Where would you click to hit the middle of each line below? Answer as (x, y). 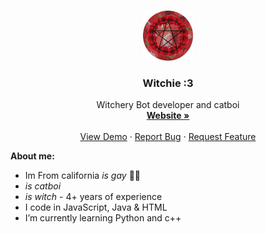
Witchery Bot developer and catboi (168, 105)
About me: (32, 156)
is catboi (43, 186)
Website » (168, 116)
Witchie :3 (168, 83)
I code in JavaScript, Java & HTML (96, 207)
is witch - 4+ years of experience (93, 197)
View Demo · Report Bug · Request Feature (168, 137)
